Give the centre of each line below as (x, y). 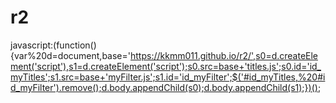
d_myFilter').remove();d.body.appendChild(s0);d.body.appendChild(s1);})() (164, 87)
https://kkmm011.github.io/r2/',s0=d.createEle (224, 55)
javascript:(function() (53, 45)
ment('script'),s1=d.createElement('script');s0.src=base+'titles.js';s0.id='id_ (166, 66)
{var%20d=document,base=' (70, 55)
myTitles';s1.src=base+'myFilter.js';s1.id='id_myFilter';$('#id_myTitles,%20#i (168, 77)
